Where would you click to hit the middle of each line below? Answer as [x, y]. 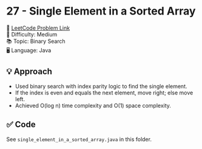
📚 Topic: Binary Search [36, 41]
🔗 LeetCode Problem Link [38, 28]
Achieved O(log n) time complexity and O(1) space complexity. [93, 105]
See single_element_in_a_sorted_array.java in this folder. [79, 139]
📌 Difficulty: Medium [32, 34]
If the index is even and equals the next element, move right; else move [104, 93]
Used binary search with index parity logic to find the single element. [101, 86]
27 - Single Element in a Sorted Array [101, 11]
